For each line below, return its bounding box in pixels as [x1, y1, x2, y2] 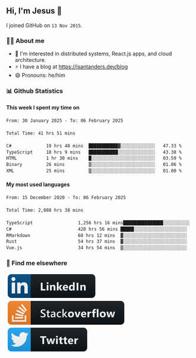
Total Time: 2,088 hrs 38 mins [6, 208, 84, 213]
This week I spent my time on [6, 103, 80, 111]
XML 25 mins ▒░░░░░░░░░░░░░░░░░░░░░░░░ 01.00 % [6, 168, 182, 174]
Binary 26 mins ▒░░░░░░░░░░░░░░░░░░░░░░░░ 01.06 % [6, 162, 182, 168]
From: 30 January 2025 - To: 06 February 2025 [6, 118, 124, 124]
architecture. [14, 56, 46, 64]
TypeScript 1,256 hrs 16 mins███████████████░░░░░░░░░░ [6, 219, 190, 226]
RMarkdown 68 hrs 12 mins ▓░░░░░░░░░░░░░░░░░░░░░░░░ [6, 233, 187, 238]
